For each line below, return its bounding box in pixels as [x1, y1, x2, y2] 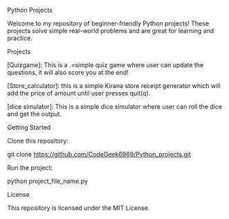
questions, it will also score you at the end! [7, 69, 129, 76]
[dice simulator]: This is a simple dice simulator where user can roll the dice [7, 103, 223, 110]
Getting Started [7, 123, 51, 131]
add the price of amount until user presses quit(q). [7, 89, 151, 97]
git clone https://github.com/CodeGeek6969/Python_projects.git [7, 150, 192, 158]
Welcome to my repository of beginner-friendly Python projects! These [7, 19, 210, 27]
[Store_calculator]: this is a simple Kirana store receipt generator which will [7, 82, 221, 89]
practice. [7, 34, 33, 42]
